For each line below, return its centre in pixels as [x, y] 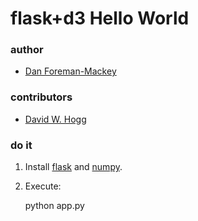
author [27, 50]
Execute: [43, 186]
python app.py [54, 206]
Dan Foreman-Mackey [70, 71]
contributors [41, 97]
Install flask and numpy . [73, 167]
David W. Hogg [55, 119]
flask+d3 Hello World [100, 18]
